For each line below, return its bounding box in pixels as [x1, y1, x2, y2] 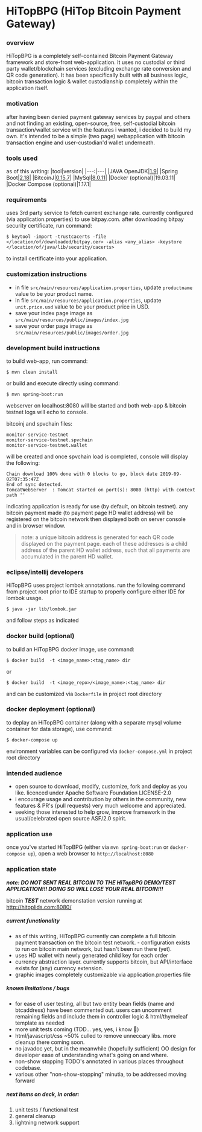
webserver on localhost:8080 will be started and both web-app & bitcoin [6, 401, 187, 409]
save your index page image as [14, 309, 93, 316]
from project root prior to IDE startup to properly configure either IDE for [6, 588, 185, 595]
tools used [6, 154, 38, 162]
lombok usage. [6, 595, 43, 602]
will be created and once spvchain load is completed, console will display [6, 453, 189, 460]
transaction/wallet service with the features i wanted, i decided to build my [6, 126, 192, 133]
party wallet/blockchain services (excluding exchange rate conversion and [6, 65, 191, 72]
